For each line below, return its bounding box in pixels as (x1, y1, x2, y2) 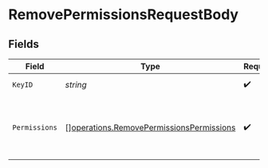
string (65, 80, 88, 90)
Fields (8, 37, 40, 51)
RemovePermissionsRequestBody (8, 6, 239, 24)
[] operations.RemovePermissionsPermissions (65, 122, 236, 133)
